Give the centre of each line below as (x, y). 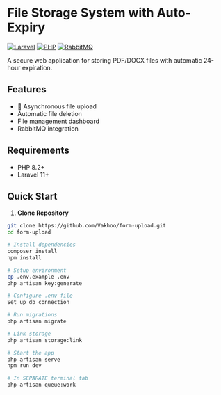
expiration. (37, 67)
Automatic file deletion (49, 113)
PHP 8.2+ (31, 167)
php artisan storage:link (44, 340)
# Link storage (29, 334)
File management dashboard (58, 121)
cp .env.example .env (39, 277)
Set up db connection (39, 303)
